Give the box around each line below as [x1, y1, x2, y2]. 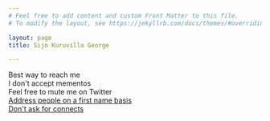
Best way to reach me [8, 70, 80, 80]
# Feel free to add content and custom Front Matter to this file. [8, 11, 239, 20]
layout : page [8, 34, 52, 42]
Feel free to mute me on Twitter [8, 87, 112, 97]
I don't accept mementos [8, 79, 92, 88]
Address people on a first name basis [8, 95, 133, 105]
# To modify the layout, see [8, 19, 106, 27]
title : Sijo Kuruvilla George [8, 41, 110, 49]
